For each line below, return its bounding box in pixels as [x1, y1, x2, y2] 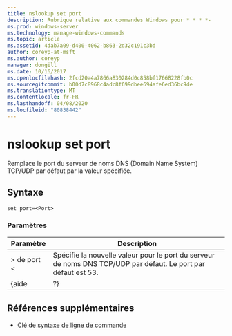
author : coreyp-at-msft [7, 49, 76, 56]
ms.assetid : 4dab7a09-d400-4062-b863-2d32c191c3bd [7, 42, 156, 49]
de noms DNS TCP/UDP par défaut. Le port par [52, 259, 205, 268]
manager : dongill [7, 62, 57, 68]
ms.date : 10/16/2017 [7, 68, 67, 75]
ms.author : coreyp [7, 55, 60, 62]
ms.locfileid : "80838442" [7, 106, 81, 113]
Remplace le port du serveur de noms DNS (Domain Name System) [7, 159, 198, 167]
